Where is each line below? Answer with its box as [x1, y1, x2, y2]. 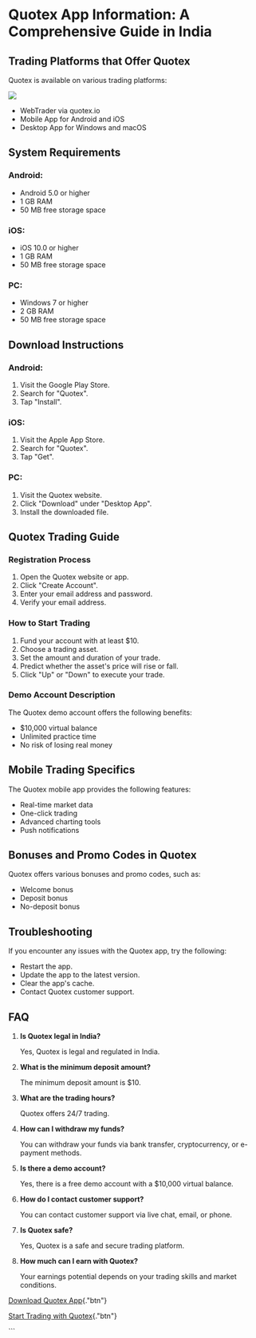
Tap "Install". [19, 397, 62, 406]
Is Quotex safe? [19, 1226, 73, 1235]
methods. [50, 1148, 82, 1158]
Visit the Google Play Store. [19, 380, 110, 389]
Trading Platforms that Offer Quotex [8, 54, 191, 68]
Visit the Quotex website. [19, 490, 102, 499]
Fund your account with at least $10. [19, 636, 140, 645]
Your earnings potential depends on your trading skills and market [19, 1272, 237, 1281]
